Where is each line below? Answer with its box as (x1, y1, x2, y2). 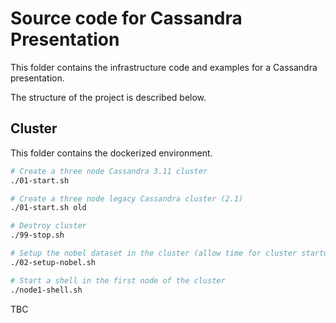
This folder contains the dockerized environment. (10, 147, 213, 159)
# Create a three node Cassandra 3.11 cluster (10, 166, 208, 176)
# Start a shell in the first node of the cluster (10, 275, 226, 286)
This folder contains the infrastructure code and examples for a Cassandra (10, 61, 318, 73)
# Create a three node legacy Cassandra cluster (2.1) (10, 193, 244, 204)
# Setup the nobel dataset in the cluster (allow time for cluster (10, 248, 298, 258)
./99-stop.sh (10, 230, 65, 241)
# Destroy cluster (10, 221, 87, 231)
